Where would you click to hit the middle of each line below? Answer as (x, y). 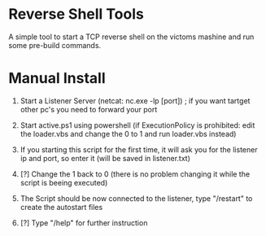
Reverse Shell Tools (76, 14)
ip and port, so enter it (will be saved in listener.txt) (105, 158)
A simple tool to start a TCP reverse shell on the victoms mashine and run (131, 37)
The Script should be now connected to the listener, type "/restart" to (136, 198)
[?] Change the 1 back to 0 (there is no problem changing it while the (135, 174)
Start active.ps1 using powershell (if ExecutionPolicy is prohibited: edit (137, 125)
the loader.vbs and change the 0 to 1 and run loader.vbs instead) (128, 133)
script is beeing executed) (64, 182)
